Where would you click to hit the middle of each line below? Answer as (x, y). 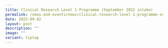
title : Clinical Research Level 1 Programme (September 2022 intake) (79, 10)
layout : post (19, 24)
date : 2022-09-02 (23, 19)
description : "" (22, 28)
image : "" (15, 33)
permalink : (16, 14)
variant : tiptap (22, 38)
